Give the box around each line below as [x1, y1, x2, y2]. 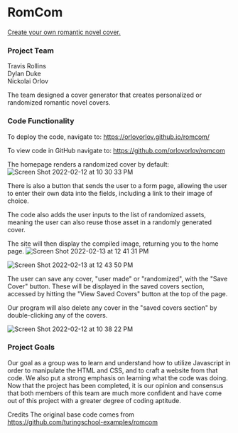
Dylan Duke [7, 69, 41, 78]
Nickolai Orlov [7, 77, 48, 85]
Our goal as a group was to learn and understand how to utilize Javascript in [7, 358, 231, 367]
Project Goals [7, 343, 55, 353]
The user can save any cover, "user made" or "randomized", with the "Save [7, 274, 228, 283]
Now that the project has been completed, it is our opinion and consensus [7, 381, 224, 390]
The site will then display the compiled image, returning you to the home [7, 239, 219, 248]
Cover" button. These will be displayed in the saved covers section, [7, 282, 205, 291]
